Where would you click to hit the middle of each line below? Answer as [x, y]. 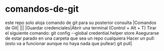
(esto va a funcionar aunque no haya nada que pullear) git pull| [69, 43]
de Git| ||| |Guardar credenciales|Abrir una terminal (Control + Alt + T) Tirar [81, 27]
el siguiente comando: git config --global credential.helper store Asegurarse [82, 33]
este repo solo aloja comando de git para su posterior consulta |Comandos [81, 23]
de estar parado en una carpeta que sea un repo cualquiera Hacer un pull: [80, 38]
